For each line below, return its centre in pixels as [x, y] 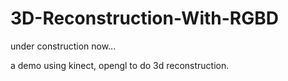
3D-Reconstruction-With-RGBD [144, 18]
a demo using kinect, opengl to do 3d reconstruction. [120, 65]
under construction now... [63, 46]
